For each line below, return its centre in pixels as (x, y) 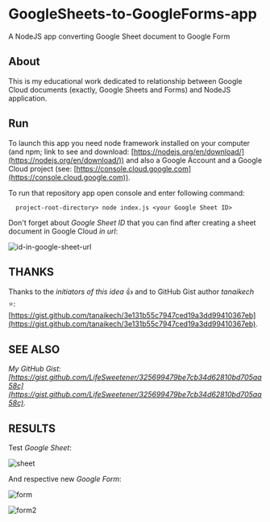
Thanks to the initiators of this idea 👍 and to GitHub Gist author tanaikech (131, 292)
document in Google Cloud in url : (63, 231)
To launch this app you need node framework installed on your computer (129, 143)
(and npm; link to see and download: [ (71, 151)
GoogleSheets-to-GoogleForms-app (133, 14)
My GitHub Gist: (35, 369)
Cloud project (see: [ (42, 168)
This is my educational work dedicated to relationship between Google (126, 81)
